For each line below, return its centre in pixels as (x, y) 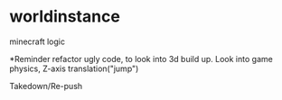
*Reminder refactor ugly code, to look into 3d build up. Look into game (141, 59)
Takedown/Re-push (46, 86)
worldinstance (65, 17)
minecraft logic (38, 41)
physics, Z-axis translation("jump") (74, 68)
